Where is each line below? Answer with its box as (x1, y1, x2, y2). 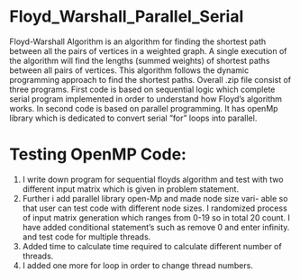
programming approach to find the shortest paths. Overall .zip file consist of (9, 74, 291, 85)
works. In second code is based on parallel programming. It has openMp (9, 103, 278, 113)
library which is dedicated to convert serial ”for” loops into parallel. (9, 113, 258, 123)
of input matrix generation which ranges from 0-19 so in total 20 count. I (22, 212, 291, 222)
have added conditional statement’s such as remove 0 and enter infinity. (22, 221, 290, 232)
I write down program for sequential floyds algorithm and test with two (22, 174, 284, 185)
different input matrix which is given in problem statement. (22, 183, 240, 194)
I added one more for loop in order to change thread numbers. (22, 259, 254, 271)
